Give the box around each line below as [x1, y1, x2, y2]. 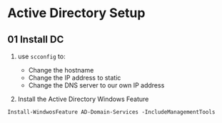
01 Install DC [7, 33, 64, 46]
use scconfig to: [17, 52, 66, 60]
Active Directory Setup [7, 5, 146, 21]
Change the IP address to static [28, 73, 121, 82]
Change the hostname [28, 66, 94, 74]
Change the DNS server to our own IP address [28, 81, 165, 90]
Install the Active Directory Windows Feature [17, 95, 149, 103]
